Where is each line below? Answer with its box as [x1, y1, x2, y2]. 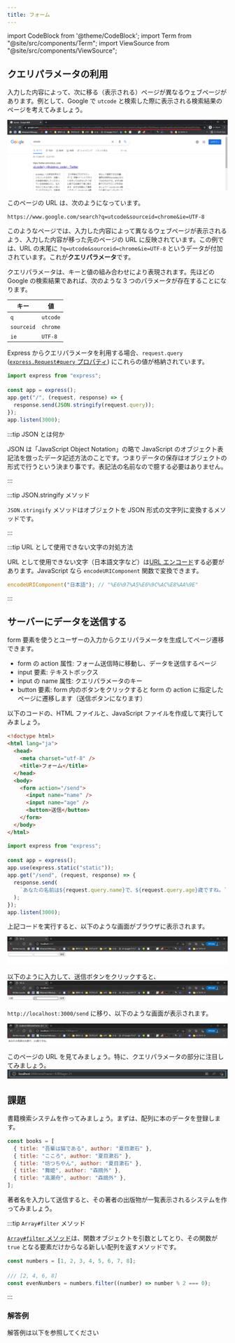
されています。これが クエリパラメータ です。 [7, 253, 135, 261]
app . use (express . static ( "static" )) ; [7, 864, 114, 871]
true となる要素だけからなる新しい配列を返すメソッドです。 [7, 1243, 180, 1251]
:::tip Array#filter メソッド [7, 1219, 86, 1228]
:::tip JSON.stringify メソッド [7, 491, 90, 499]
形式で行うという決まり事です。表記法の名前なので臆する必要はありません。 [7, 462, 227, 470]
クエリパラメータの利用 [7, 69, 108, 80]
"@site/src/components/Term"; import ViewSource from [7, 38, 170, 47]
